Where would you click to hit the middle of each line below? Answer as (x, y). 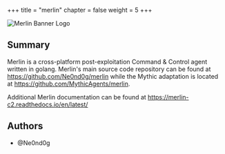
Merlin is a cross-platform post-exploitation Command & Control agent (107, 61)
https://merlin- (168, 97)
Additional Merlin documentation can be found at (77, 97)
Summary (29, 45)
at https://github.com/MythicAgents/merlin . (69, 84)
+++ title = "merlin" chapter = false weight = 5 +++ (80, 10)
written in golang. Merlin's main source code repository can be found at (109, 69)
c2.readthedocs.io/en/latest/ (48, 104)
